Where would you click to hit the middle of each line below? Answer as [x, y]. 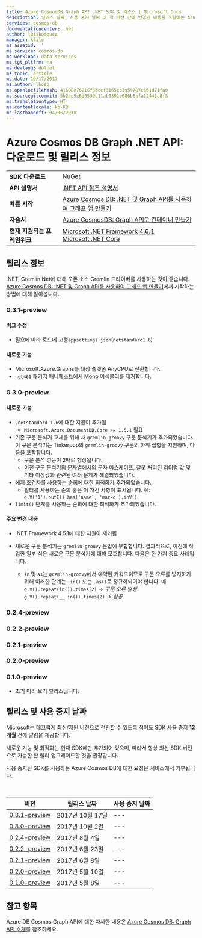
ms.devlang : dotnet [31, 68]
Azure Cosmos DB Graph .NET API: [95, 142]
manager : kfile [25, 40]
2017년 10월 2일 [80, 827]
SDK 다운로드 [28, 177]
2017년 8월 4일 [78, 837]
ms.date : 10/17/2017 [32, 79]
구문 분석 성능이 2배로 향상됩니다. [63, 460]
